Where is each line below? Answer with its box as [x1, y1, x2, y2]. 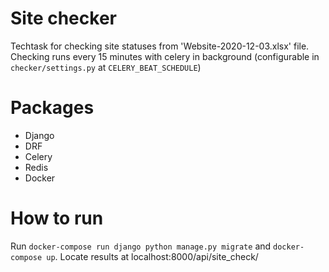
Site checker [10, 7, 117, 30]
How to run [10, 207, 104, 230]
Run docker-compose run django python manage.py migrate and [10, 240, 272, 252]
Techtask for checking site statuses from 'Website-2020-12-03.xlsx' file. [10, 40, 310, 52]
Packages [10, 97, 95, 119]
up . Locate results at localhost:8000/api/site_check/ [46, 250, 259, 262]
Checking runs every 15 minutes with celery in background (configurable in [10, 50, 320, 62]
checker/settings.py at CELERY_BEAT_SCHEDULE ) [10, 61, 202, 73]
